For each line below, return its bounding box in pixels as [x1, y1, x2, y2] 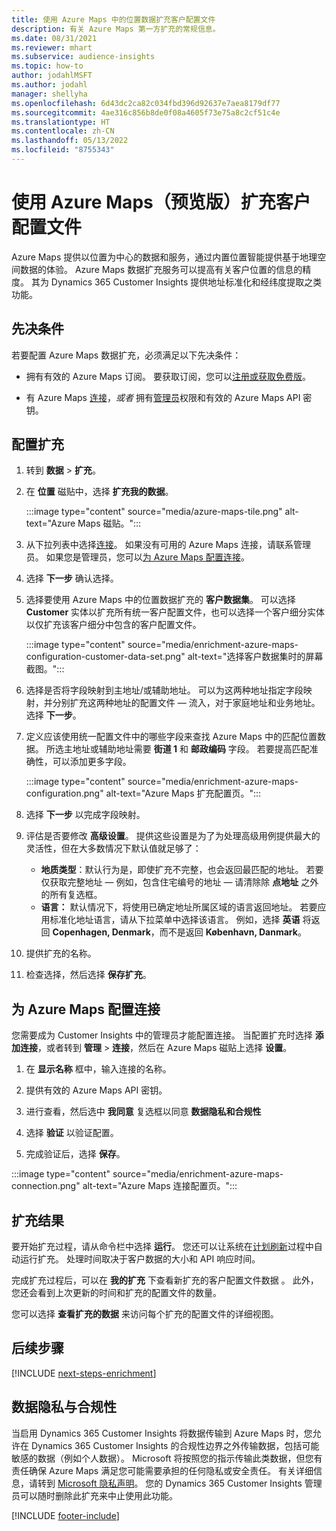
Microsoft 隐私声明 [57, 1477, 135, 1489]
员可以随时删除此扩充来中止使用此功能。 [11, 1489, 178, 1501]
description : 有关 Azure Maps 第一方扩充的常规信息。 [11, 24, 221, 34]
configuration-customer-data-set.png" [25, 651, 186, 663]
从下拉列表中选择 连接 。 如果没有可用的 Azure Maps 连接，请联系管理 [25, 539, 311, 551]
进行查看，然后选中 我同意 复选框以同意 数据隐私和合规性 [25, 1106, 262, 1118]
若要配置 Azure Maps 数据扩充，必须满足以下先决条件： [11, 349, 242, 361]
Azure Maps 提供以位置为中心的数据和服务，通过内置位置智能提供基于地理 [11, 251, 318, 263]
